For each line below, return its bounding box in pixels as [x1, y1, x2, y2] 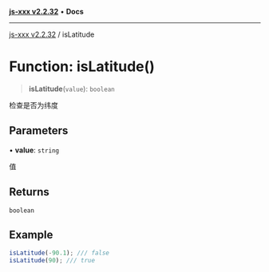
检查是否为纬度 [9, 100, 58, 110]
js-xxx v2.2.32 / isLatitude [9, 30, 95, 39]
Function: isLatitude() [9, 57, 155, 76]
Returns [9, 185, 50, 199]
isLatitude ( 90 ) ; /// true [9, 257, 95, 265]
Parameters [9, 124, 69, 138]
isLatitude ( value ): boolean [28, 84, 115, 93]
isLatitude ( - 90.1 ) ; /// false [9, 249, 110, 258]
